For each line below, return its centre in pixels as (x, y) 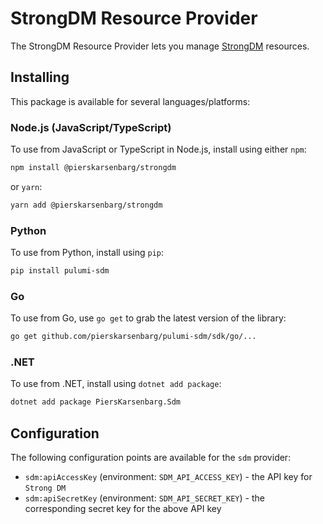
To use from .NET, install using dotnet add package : (116, 384)
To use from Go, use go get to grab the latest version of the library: (148, 318)
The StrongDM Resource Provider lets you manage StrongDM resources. (160, 46)
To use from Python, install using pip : (87, 253)
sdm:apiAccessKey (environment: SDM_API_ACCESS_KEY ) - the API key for (168, 477)
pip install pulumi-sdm (60, 271)
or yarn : (26, 186)
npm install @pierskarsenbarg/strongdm (93, 168)
